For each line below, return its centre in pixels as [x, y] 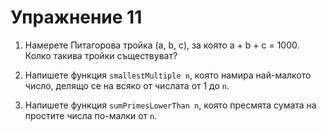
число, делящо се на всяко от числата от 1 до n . [127, 85]
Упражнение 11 [76, 17]
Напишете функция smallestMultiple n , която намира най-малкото [168, 75]
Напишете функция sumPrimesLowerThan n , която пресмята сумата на [170, 105]
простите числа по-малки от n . [91, 115]
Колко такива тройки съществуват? [101, 55]
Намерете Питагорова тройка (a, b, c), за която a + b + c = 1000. [162, 45]
